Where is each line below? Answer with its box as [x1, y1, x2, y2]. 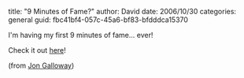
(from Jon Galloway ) [8, 61, 75, 70]
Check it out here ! [8, 46, 67, 54]
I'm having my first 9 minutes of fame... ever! [8, 31, 153, 39]
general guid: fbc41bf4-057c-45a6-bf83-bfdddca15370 [8, 15, 189, 24]
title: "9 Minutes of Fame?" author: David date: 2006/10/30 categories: [8, 7, 237, 16]
